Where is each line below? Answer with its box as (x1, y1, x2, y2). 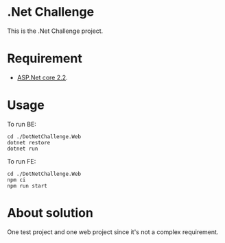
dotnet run (7, 145, 38, 152)
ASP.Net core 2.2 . (16, 73, 68, 81)
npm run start (7, 182, 48, 189)
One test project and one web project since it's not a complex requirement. (7, 227, 219, 236)
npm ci (7, 176, 26, 183)
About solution (7, 205, 94, 220)
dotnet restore (7, 139, 51, 146)
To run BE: (7, 120, 36, 128)
